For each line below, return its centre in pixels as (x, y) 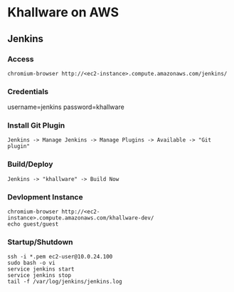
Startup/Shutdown (40, 241)
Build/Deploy (30, 165)
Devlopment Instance (45, 197)
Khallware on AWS (63, 12)
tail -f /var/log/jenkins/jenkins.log (65, 282)
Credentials (28, 91)
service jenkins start (41, 269)
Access (21, 59)
